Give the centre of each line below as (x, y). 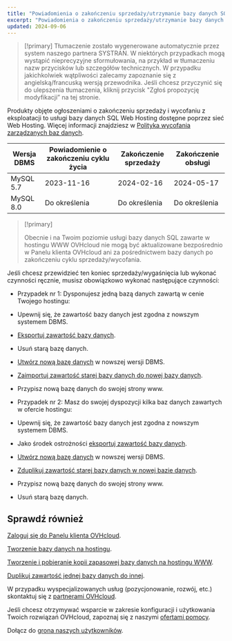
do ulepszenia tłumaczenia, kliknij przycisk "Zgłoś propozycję (112, 90)
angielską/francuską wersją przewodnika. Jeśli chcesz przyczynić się (123, 83)
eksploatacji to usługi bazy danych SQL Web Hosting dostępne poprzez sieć (116, 118)
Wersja (25, 154)
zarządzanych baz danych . (46, 133)
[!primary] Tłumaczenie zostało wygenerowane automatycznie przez (122, 46)
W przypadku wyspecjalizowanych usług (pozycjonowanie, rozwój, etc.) (110, 589)
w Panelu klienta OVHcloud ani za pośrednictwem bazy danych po (118, 252)
